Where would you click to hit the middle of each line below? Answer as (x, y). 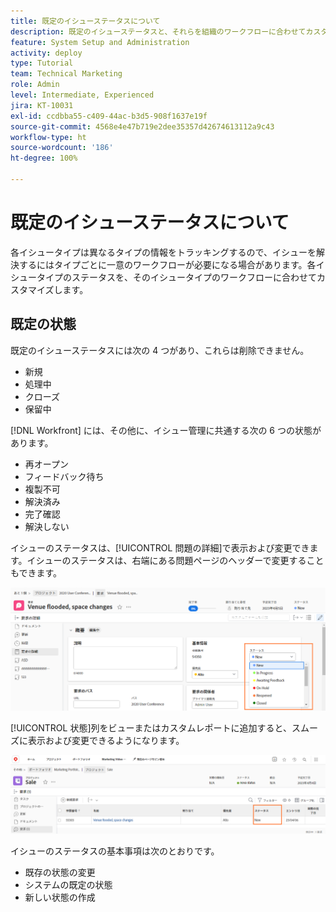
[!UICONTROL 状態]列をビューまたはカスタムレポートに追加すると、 (151, 727)
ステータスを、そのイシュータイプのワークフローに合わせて (194, 277)
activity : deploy (46, 53)
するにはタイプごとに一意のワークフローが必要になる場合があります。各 (167, 264)
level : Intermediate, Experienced (82, 95)
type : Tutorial (42, 63)
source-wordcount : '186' (62, 148)
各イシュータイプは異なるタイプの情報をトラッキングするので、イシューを (163, 252)
